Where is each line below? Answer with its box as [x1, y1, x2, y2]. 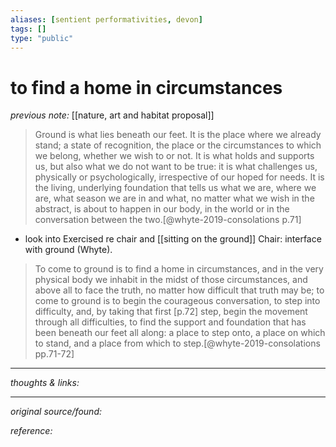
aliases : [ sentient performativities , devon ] [10, 14, 203, 25]
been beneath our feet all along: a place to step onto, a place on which [34, 327, 326, 339]
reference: [10, 425, 53, 437]
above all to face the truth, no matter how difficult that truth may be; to [34, 284, 325, 296]
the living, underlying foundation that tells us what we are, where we [34, 182, 317, 194]
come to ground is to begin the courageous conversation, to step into [34, 295, 321, 307]
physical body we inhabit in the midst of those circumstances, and [34, 274, 308, 286]
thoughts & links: [10, 377, 80, 389]
